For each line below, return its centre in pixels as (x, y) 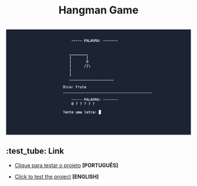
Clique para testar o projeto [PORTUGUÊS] (66, 165)
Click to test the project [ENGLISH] (57, 177)
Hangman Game (98, 10)
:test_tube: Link (35, 151)
